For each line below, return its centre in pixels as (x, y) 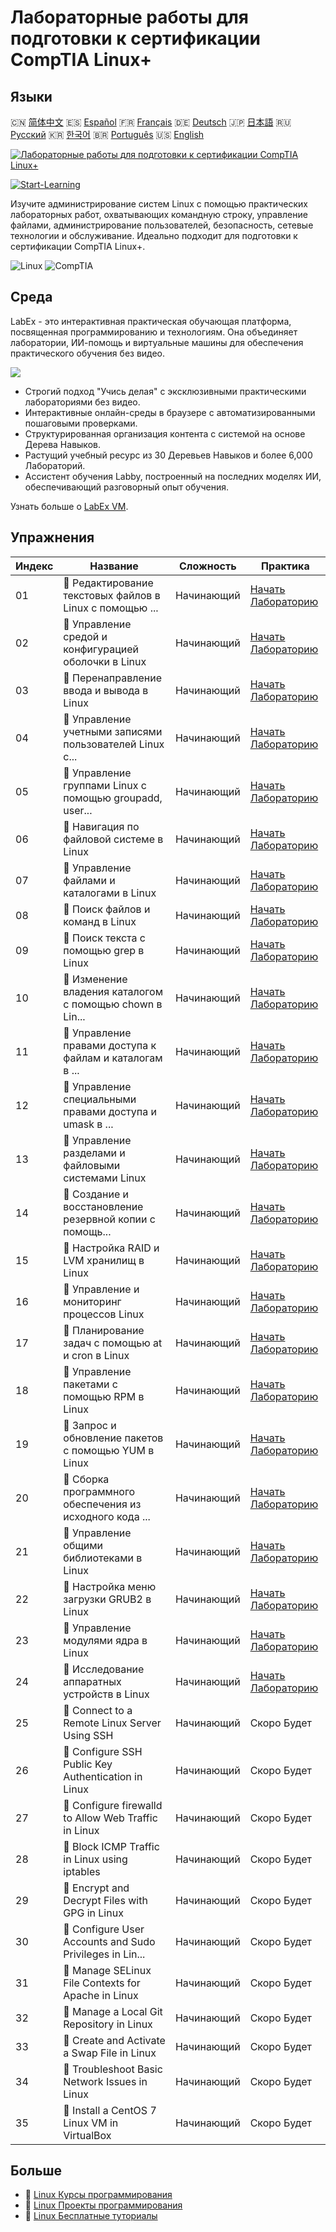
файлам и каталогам (113, 1058)
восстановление (103, 1206)
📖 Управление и (101, 1289)
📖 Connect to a (98, 1710)
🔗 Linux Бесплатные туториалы (91, 2216)
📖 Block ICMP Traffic (111, 1846)
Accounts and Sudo (109, 1941)
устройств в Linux (106, 1694)
